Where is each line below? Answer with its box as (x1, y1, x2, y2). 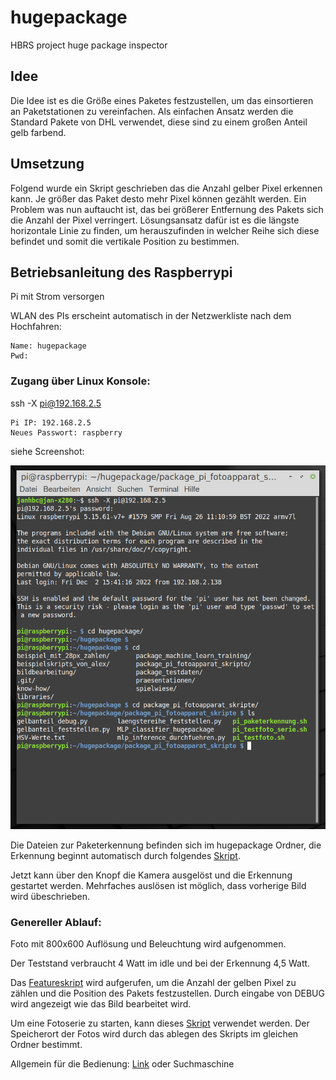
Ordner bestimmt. (10, 1038, 83, 1050)
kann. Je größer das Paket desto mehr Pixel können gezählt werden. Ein (10, 192, 307, 205)
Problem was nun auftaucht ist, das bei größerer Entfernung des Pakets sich (10, 203, 324, 215)
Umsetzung (10, 156, 85, 173)
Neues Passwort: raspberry (10, 427, 123, 438)
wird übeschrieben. (10, 890, 91, 902)
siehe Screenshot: (10, 445, 85, 457)
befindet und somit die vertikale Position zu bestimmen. (10, 235, 240, 247)
